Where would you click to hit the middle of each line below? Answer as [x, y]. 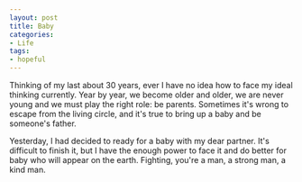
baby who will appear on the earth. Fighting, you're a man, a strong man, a [148, 160]
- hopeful [28, 59]
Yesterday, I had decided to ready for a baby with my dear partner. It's [140, 141]
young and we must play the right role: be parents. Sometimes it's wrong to [149, 104]
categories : [32, 34]
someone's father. [43, 123]
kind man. [28, 169]
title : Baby [32, 26]
